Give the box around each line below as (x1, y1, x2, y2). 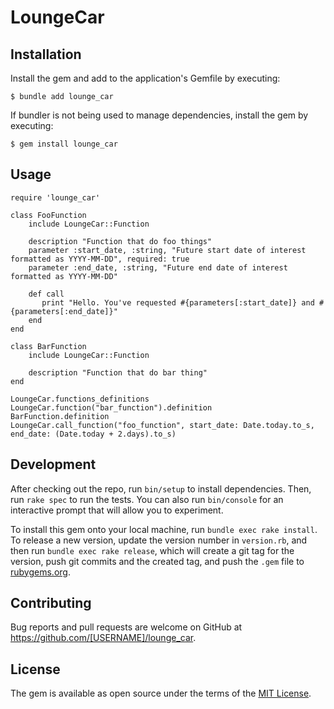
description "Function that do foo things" (28, 236, 213, 246)
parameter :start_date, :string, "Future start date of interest (28, 245, 307, 255)
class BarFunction (10, 341, 87, 351)
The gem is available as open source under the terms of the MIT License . (10, 687, 312, 700)
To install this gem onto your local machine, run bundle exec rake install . (10, 523, 318, 535)
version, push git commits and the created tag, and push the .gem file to (10, 555, 305, 567)
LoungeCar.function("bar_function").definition (10, 402, 213, 413)
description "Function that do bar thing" (28, 367, 208, 378)
